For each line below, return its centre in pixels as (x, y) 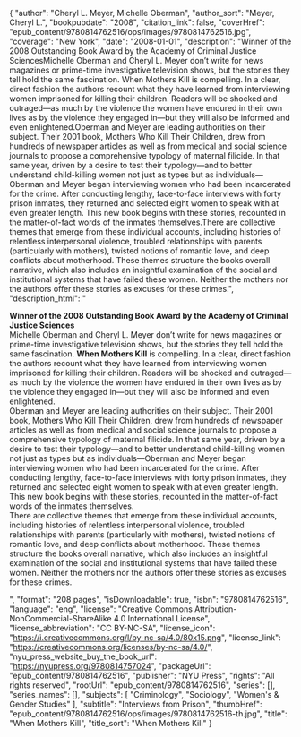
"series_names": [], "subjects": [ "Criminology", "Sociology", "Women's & (144, 694)
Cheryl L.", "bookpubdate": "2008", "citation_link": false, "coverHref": (138, 22)
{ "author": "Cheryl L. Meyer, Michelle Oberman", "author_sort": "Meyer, (142, 13)
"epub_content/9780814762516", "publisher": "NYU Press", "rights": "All (142, 676)
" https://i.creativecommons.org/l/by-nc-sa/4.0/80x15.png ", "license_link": (146, 638)
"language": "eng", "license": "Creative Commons (101, 609)
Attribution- (215, 609)
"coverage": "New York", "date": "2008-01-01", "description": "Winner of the (150, 41)
